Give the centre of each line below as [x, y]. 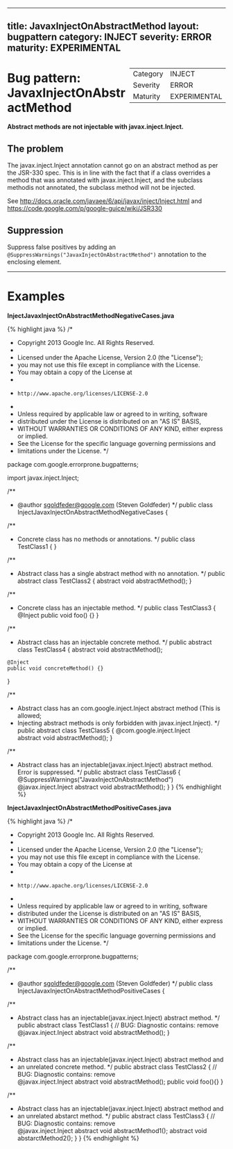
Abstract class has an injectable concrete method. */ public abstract [114, 642]
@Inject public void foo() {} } [58, 615]
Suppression [35, 230]
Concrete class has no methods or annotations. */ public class [106, 539]
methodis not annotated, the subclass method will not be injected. [101, 188]
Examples [36, 297]
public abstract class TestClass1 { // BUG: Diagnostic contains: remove [118, 1025]
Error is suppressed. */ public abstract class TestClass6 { [99, 772]
